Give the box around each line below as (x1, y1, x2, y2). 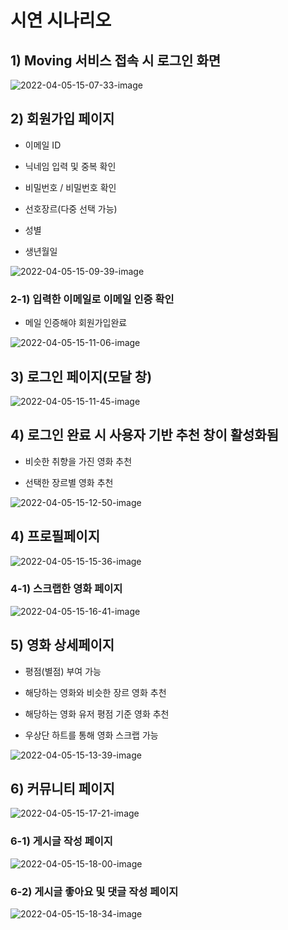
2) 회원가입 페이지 (10, 111, 115, 128)
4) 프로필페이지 (10, 528, 101, 545)
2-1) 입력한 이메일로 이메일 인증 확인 (10, 292, 175, 306)
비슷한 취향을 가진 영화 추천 (24, 455, 133, 467)
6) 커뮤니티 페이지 (10, 781, 115, 798)
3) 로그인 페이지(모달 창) (10, 368, 153, 385)
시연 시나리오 (10, 9, 112, 32)
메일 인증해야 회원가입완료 (24, 317, 128, 329)
